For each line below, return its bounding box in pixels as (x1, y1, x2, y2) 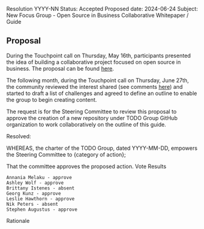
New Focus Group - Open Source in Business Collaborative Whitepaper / (6, 12, 189, 19)
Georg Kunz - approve (6, 190, 62, 197)
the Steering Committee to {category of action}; (6, 150, 126, 158)
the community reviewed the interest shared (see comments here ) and (6, 83, 183, 90)
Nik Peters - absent (6, 201, 59, 207)
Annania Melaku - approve (6, 174, 72, 180)
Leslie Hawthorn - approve (6, 196, 75, 202)
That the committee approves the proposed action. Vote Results (6, 163, 166, 170)
